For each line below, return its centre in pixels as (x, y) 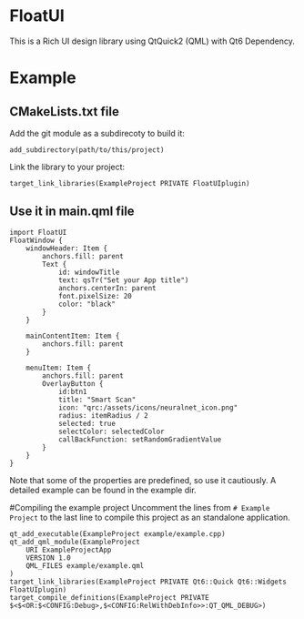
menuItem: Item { (59, 368)
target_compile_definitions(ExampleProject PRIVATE (109, 597)
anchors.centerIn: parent (107, 288)
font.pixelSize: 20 (95, 296)
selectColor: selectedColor (111, 431)
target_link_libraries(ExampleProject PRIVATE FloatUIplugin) (130, 183)
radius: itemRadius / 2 (103, 415)
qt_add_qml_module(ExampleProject (75, 542)
